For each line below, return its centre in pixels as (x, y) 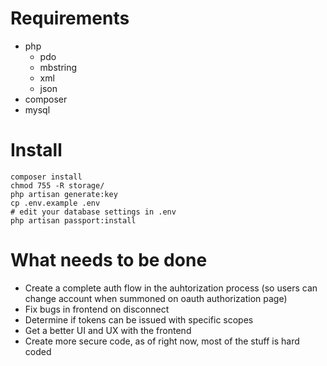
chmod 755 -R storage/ (57, 185)
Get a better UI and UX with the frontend (108, 330)
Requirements (70, 18)
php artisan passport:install (73, 220)
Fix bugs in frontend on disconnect (97, 309)
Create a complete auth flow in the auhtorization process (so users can (171, 288)
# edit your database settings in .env (93, 212)
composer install (46, 177)
